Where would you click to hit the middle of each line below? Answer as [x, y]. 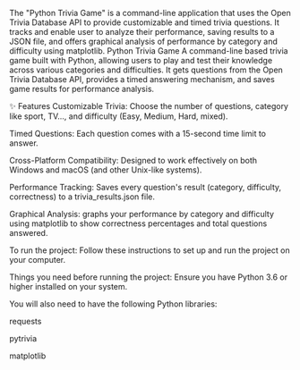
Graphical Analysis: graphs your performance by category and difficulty [142, 214]
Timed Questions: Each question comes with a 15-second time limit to [138, 134]
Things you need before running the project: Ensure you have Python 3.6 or [149, 277]
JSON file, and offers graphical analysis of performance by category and [143, 41]
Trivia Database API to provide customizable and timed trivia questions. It [145, 22]
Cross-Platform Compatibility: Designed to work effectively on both [133, 160]
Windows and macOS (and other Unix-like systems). [106, 170]
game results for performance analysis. [82, 89]
